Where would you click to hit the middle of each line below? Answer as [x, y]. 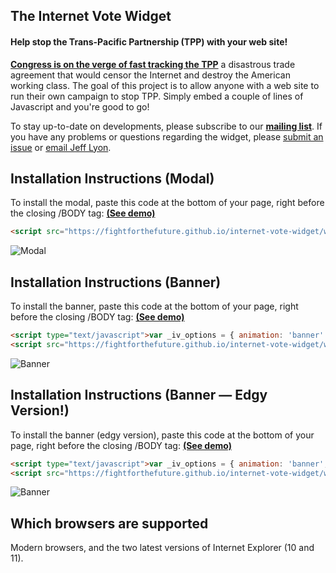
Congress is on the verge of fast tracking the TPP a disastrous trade [153, 64]
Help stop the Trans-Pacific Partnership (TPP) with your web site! [149, 41]
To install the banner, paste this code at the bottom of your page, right [154, 306]
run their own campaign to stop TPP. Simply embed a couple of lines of [157, 96]
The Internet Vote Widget [91, 16]
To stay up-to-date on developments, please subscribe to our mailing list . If [166, 126]
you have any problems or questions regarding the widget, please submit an [167, 136]
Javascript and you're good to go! [80, 106]
